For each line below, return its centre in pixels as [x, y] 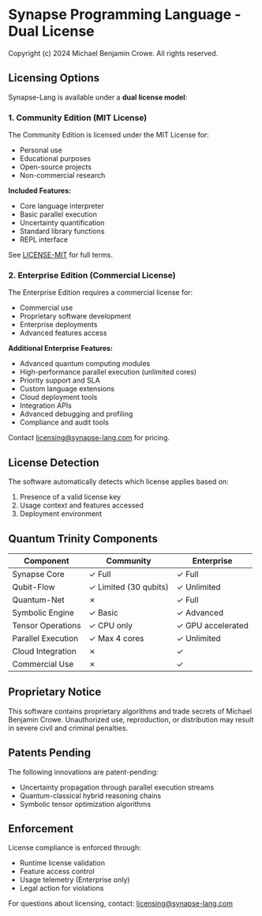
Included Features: [40, 190]
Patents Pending [50, 753]
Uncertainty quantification [62, 223]
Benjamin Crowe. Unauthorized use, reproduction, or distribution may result [131, 719]
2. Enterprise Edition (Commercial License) [92, 275]
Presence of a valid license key [70, 497]
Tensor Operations [47, 625]
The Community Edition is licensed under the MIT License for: [109, 135]
